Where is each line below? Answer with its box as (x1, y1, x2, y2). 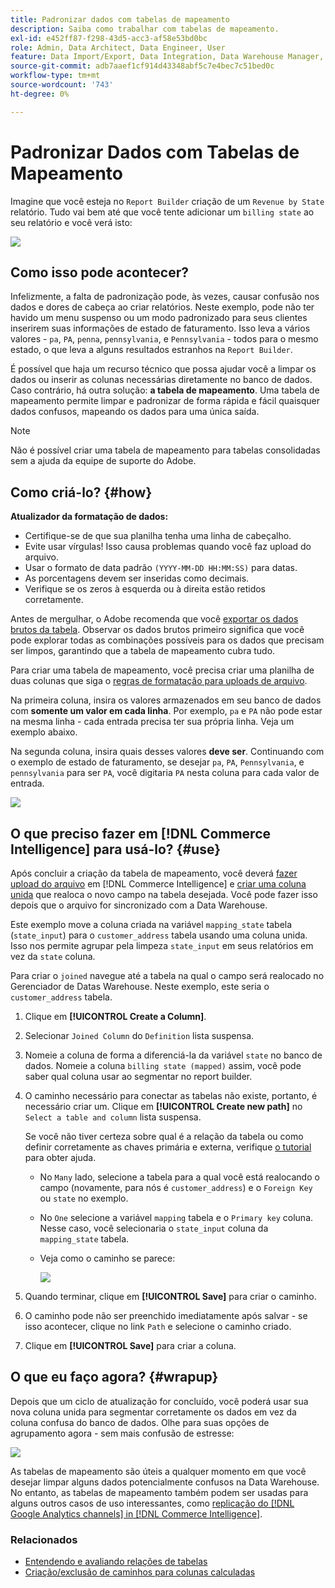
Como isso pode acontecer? (10, 264, 189, 281)
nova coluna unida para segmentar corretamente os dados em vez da (10, 1406, 297, 1418)
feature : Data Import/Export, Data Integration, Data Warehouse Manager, (10, 52, 325, 62)
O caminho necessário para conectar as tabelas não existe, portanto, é (24, 1090, 318, 1101)
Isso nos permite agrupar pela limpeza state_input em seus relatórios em (10, 940, 314, 951)
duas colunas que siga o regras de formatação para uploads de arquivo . (10, 675, 308, 687)
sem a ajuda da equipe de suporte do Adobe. (10, 455, 197, 467)
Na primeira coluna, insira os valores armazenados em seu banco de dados (10, 694, 322, 706)
